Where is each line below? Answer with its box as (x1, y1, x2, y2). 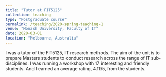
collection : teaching (5, 12, 51, 17)
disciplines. (5, 60, 29, 66)
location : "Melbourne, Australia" (5, 36, 79, 41)
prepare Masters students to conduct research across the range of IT (5, 55, 150, 61)
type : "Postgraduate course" (5, 17, 67, 22)
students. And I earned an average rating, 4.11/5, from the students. (5, 65, 146, 71)
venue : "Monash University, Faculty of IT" (5, 26, 99, 31)
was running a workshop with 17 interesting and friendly (32, 60, 150, 66)
